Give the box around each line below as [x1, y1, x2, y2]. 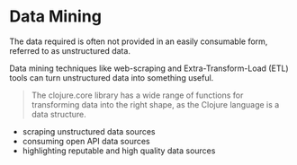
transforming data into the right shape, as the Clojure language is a [31, 99, 280, 109]
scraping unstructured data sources [22, 126, 156, 136]
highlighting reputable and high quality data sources [22, 145, 216, 156]
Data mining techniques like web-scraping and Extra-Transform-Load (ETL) [9, 63, 290, 74]
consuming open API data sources [22, 135, 150, 146]
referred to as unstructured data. [9, 45, 130, 56]
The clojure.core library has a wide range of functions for [31, 90, 244, 100]
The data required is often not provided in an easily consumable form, [9, 36, 268, 47]
